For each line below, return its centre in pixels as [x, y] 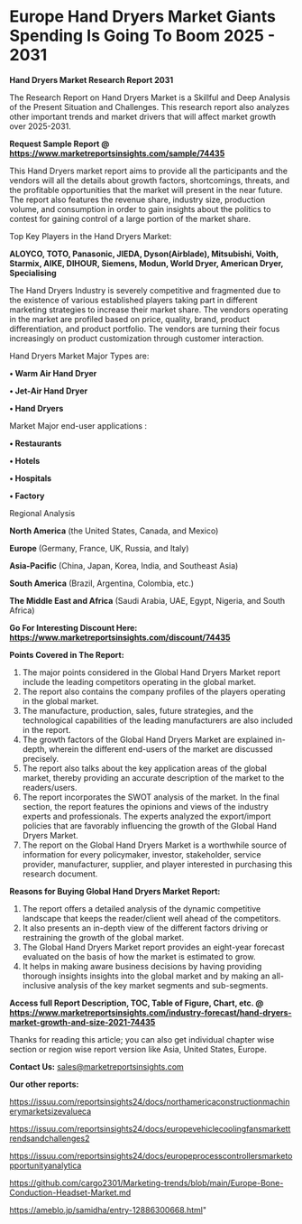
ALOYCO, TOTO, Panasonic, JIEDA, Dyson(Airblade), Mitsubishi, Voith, [144, 254]
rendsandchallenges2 [50, 1138]
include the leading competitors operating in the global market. [139, 682]
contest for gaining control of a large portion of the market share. [130, 218]
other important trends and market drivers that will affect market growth [143, 116]
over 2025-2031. [41, 126]
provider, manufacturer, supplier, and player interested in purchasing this [157, 864]
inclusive [39, 985]
